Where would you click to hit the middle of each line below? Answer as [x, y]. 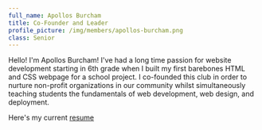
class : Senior [32, 38]
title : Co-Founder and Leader [59, 23]
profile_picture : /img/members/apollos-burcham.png [96, 30]
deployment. [29, 102]
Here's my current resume [51, 118]
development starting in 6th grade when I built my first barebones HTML [127, 69]
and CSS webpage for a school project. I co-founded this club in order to [128, 77]
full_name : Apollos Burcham [55, 15]
